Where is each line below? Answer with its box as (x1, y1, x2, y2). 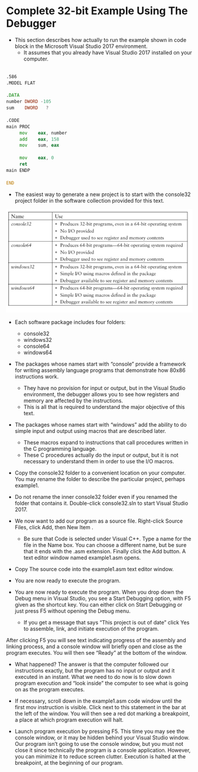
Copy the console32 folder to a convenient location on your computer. (14, 469, 186, 476)
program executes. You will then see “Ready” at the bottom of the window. (6, 649, 187, 656)
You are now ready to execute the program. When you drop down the (14, 588, 184, 595)
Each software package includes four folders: (14, 318, 126, 325)
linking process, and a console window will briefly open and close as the (6, 643, 183, 650)
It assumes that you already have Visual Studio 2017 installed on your (23, 49, 192, 56)
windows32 (23, 336, 52, 343)
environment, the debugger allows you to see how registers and (23, 390, 179, 398)
